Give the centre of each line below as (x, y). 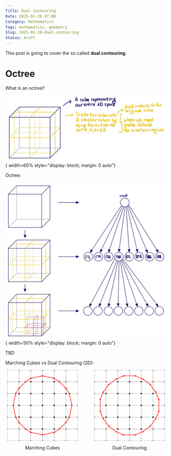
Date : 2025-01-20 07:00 (31, 16)
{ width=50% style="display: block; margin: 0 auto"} (61, 343)
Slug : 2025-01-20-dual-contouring (42, 33)
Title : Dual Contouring (31, 11)
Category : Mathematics (29, 22)
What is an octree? (25, 88)
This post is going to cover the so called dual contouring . (66, 53)
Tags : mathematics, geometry (36, 27)
